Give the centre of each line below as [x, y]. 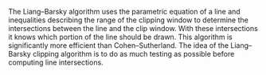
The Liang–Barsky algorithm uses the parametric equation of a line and [124, 12]
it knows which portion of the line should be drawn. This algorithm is [121, 37]
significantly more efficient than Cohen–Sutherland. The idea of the [119, 45]
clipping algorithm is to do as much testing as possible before [134, 54]
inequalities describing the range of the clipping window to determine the [128, 20]
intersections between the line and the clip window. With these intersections [133, 28]
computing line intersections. [56, 62]
